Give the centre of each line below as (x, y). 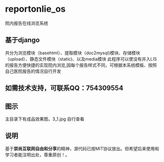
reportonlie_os (35, 9)
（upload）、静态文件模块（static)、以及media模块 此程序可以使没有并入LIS (81, 59)
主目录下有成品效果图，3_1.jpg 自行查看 (45, 119)
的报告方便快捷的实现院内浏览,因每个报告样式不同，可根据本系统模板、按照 (81, 65)
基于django (23, 40)
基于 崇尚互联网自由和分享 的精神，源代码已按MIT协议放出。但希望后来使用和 (82, 148)
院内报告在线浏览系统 (27, 23)
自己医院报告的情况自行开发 (33, 71)
